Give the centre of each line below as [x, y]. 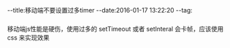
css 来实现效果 [28, 38]
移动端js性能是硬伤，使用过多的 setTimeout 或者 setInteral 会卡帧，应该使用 [115, 29]
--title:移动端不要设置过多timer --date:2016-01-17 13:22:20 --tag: [100, 10]
